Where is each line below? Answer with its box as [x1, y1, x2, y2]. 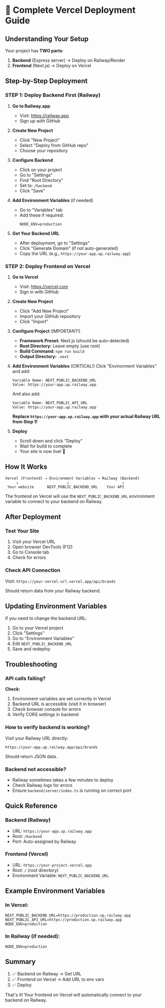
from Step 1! [12, 418, 38, 424]
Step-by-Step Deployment [5, 77, 88, 86]
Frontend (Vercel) [5, 851, 48, 858]
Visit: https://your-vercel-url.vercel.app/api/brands [5, 578, 116, 584]
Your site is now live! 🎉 [19, 448, 66, 454]
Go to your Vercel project [12, 625, 64, 631]
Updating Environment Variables [5, 602, 107, 610]
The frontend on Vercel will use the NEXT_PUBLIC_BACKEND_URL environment [5, 493, 155, 499]
